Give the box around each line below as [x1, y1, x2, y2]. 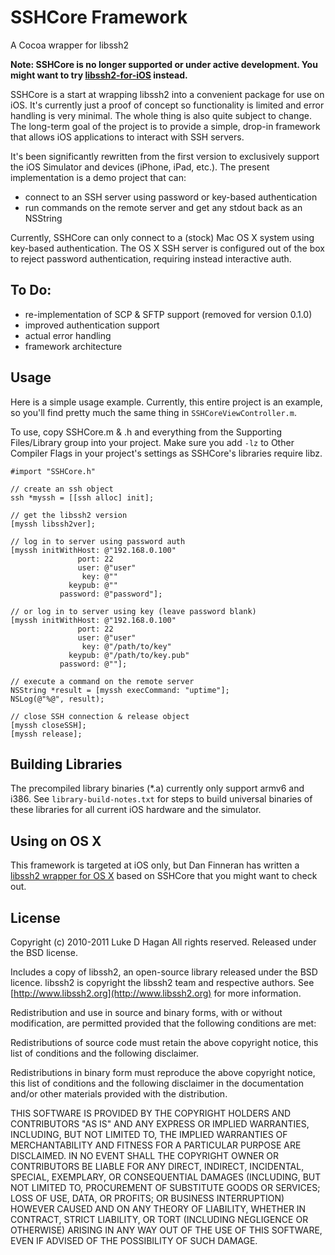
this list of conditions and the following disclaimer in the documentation [10, 1077, 304, 1089]
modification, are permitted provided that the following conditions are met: [10, 1017, 317, 1029]
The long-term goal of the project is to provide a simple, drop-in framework [10, 120, 321, 132]
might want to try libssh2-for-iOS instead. [10, 69, 188, 81]
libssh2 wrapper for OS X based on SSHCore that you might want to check [10, 870, 318, 882]
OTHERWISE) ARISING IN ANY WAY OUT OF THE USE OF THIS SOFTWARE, [10, 1224, 323, 1236]
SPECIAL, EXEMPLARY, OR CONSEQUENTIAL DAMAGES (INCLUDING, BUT [10, 1171, 322, 1183]
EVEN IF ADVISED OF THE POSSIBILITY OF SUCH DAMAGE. [10, 1235, 258, 1246]
